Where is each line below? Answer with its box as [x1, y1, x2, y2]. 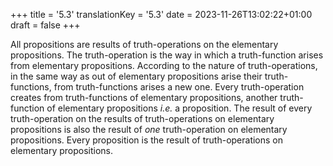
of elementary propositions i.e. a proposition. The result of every [46, 102, 313, 114]
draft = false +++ [10, 19, 81, 31]
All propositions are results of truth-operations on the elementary [10, 39, 279, 50]
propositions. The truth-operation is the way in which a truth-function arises [10, 49, 324, 61]
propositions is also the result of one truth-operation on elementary [10, 124, 288, 135]
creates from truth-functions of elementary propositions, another [10, 92, 278, 103]
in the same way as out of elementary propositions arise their [10, 70, 263, 82]
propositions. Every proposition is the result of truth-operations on [10, 134, 284, 146]
